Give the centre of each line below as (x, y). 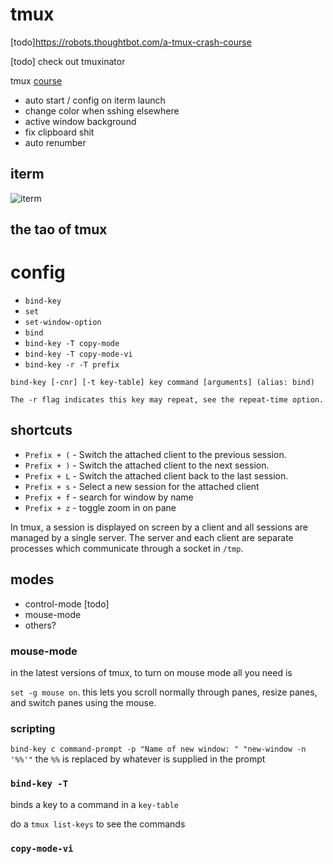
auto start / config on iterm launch (95, 100)
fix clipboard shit (59, 132)
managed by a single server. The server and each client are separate (152, 537)
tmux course (36, 80)
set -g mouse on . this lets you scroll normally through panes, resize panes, (164, 692)
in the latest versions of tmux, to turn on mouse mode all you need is (151, 672)
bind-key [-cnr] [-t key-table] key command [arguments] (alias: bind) (162, 383)
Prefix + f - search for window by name (109, 497)
